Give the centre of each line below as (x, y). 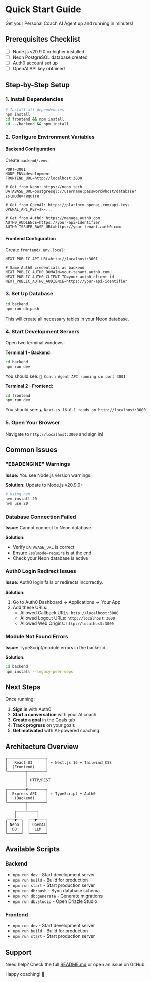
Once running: (20, 699)
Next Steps (23, 687)
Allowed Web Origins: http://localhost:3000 (67, 623)
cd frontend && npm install (35, 119)
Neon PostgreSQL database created (50, 57)
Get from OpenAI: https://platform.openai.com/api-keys (70, 205)
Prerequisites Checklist (43, 39)
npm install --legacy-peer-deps (39, 671)
